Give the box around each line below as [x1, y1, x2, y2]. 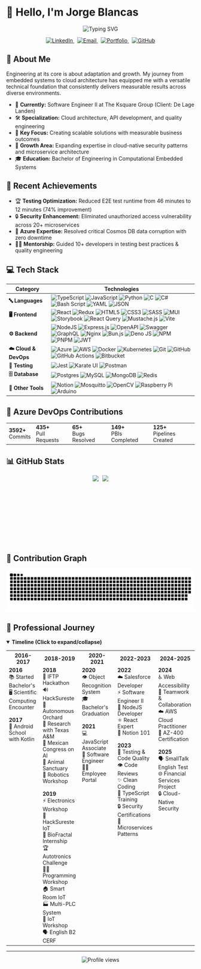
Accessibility [158, 682, 190, 689]
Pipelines [153, 430, 176, 437]
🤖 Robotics [42, 771, 69, 778]
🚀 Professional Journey [6, 622, 95, 633]
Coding [117, 783, 136, 790]
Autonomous [42, 708, 74, 715]
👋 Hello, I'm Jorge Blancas [6, 5, 139, 19]
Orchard [42, 714, 63, 721]
